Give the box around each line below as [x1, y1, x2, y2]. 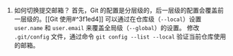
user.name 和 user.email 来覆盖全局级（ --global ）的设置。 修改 [13, 24, 200, 31]
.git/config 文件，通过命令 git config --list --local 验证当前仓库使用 [13, 32, 227, 41]
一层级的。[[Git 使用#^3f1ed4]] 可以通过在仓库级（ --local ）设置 [13, 15, 202, 23]
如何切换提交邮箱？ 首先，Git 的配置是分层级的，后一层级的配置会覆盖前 [13, 6, 225, 14]
